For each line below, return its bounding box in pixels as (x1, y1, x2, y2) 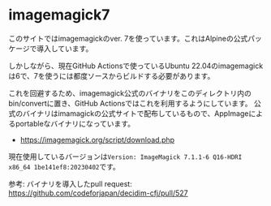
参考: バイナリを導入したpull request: (8, 178, 132, 188)
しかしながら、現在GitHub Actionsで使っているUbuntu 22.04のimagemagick (8, 61, 264, 71)
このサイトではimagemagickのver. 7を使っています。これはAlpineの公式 (8, 33, 248, 43)
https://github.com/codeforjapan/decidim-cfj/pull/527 (8, 188, 188, 198)
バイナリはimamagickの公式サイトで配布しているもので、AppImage (22, 108, 249, 118)
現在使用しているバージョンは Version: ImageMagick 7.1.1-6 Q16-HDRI (8, 152, 243, 161)
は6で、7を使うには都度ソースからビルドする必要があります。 (8, 71, 215, 80)
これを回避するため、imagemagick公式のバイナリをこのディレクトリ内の (8, 88, 252, 98)
